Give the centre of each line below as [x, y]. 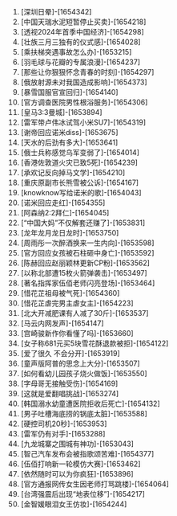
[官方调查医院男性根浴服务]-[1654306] [84, 102]
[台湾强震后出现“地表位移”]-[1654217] [82, 494]
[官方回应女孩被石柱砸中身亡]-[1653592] [87, 253]
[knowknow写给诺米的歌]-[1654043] [81, 192]
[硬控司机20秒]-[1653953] [64, 424]
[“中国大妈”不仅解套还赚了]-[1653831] [83, 223]
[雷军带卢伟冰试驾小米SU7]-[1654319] [83, 122]
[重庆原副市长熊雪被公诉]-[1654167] [80, 182]
